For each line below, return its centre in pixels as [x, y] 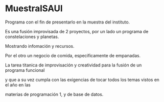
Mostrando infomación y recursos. [40, 46]
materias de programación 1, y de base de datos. [54, 94]
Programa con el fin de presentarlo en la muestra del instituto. [68, 22]
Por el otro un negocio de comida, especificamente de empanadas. [73, 55]
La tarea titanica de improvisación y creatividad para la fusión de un [73, 65]
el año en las [18, 85]
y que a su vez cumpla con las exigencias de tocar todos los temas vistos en [82, 80]
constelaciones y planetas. [32, 37]
